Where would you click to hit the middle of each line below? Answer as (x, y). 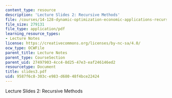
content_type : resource (31, 10)
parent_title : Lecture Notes (36, 53)
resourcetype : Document (31, 67)
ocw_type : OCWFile (25, 48)
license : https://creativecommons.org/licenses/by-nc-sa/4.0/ (73, 43)
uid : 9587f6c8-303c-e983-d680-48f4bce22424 (52, 77)
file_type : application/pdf (35, 29)
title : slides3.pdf (26, 72)
